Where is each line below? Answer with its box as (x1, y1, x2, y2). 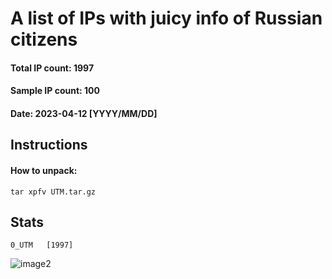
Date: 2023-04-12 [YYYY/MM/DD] (10, 107, 158, 119)
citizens (10, 28, 78, 51)
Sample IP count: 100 (10, 85, 100, 97)
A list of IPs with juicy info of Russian (10, 7, 323, 30)
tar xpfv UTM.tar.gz (10, 187, 97, 197)
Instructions (10, 137, 88, 154)
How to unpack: (10, 164, 78, 176)
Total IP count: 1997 (10, 62, 95, 74)
